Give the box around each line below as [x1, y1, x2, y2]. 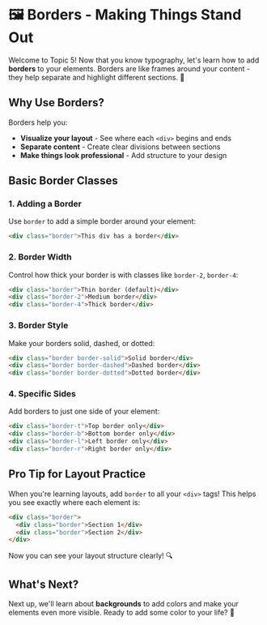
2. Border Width [8, 251, 73, 263]
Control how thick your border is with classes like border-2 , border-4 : [8, 270, 239, 280]
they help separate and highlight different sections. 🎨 [8, 72, 185, 82]
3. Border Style [8, 320, 69, 332]
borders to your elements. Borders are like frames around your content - [8, 63, 251, 73]
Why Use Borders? [8, 96, 105, 109]
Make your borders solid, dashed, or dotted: [8, 338, 155, 348]
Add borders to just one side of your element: [8, 406, 160, 417]
